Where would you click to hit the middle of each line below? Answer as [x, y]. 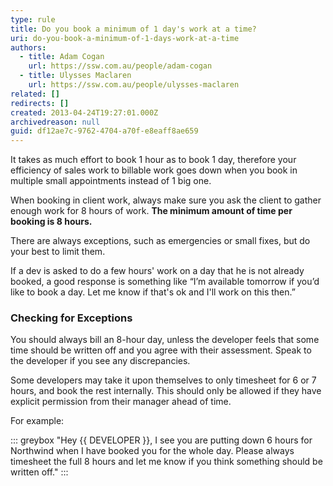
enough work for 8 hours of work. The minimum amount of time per [151, 211]
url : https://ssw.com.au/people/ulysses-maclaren [134, 85]
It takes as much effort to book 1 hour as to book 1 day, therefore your [153, 160]
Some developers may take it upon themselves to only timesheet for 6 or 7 [163, 380]
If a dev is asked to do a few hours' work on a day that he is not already [157, 271]
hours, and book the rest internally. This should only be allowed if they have [166, 391]
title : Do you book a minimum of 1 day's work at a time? [133, 29]
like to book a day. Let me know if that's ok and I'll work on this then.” [153, 292]
